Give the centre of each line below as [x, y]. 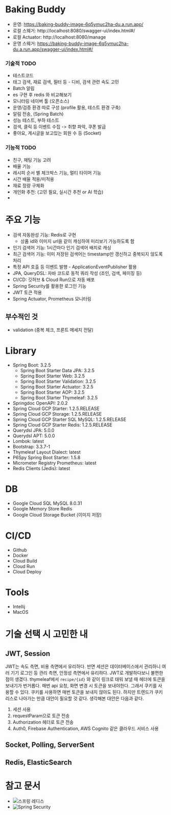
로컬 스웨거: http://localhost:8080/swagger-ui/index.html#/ [74, 30]
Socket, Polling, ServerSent [50, 745]
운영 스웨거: [25, 43]
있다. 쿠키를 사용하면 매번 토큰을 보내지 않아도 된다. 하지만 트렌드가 [87, 692]
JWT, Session [28, 653]
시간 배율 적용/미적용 [33, 179]
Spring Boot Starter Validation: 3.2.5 [58, 381]
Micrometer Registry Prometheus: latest [54, 463]
